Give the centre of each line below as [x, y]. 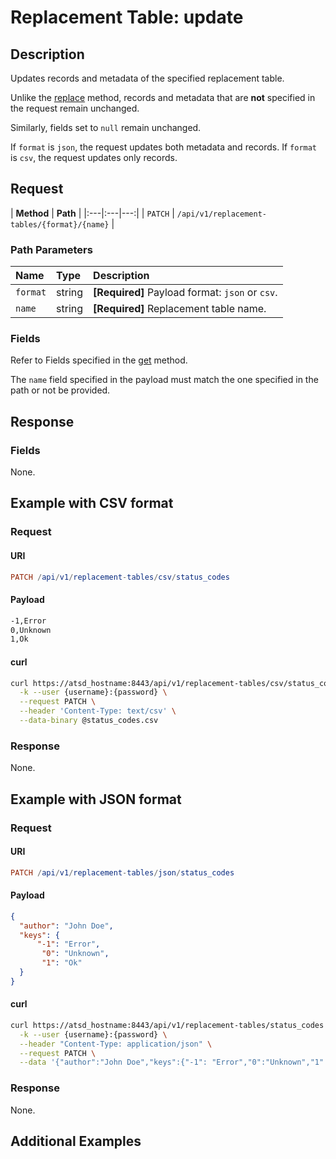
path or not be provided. [60, 390]
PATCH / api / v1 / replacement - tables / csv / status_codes [120, 577]
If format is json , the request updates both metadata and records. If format [164, 147]
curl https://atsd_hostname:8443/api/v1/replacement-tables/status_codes [167, 1025]
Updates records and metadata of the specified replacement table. [147, 78]
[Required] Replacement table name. [180, 309]
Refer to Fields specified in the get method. [99, 360]
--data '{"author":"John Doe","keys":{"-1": [113, 1062]
